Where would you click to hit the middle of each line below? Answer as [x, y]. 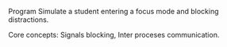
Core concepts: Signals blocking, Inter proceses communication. [114, 35]
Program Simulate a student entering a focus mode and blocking [114, 11]
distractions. [29, 20]
